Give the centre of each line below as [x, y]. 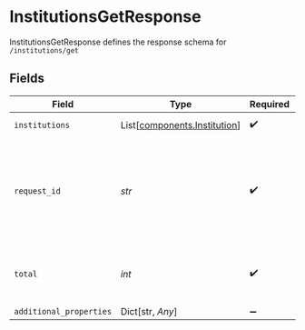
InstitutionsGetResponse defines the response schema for [118, 42]
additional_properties [63, 311]
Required [270, 104]
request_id [37, 191]
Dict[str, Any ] [149, 311]
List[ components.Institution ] [181, 125]
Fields [27, 79]
